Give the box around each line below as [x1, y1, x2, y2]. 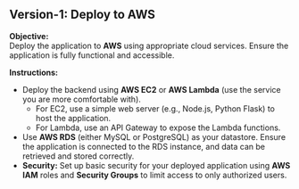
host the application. [35, 112, 112, 123]
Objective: [9, 30, 49, 41]
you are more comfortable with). [21, 94, 141, 104]
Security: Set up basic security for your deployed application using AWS [21, 160, 291, 170]
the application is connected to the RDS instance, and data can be [21, 141, 266, 152]
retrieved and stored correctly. [21, 151, 135, 161]
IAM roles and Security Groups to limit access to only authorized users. [21, 169, 287, 180]
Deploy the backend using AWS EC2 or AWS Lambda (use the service [21, 84, 281, 94]
